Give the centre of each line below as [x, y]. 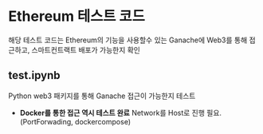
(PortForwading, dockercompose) [75, 121]
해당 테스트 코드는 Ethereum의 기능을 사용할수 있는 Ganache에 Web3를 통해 [128, 40]
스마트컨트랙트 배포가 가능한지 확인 [86, 49]
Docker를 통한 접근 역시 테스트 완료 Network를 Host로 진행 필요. [120, 112]
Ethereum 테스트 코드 [77, 16]
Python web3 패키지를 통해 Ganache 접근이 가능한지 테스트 [102, 96]
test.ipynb [34, 75]
